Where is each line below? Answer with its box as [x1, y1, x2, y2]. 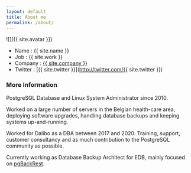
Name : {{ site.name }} [14, 47, 70, 54]
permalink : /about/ [6, 19, 54, 25]
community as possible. [6, 142, 64, 149]
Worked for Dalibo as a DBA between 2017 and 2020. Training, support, [6, 129, 180, 136]
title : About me [6, 14, 46, 20]
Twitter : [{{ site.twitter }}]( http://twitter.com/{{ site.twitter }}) [14, 66, 163, 73]
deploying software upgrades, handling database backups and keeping [6, 112, 180, 119]
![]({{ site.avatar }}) [6, 36, 53, 43]
